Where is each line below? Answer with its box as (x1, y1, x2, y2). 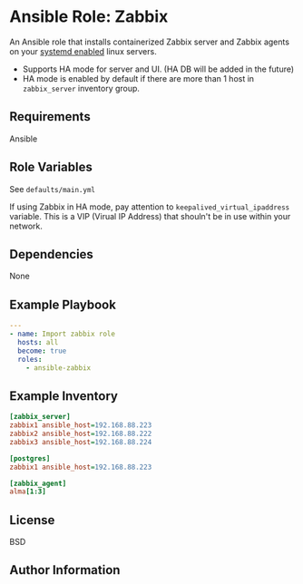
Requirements (9, 109, 91, 124)
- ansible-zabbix (25, 363, 92, 373)
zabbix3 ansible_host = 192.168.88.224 (9, 437, 152, 446)
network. (9, 220, 44, 231)
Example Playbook (9, 297, 116, 312)
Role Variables (9, 160, 93, 175)
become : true (17, 346, 67, 355)
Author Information (9, 562, 121, 578)
